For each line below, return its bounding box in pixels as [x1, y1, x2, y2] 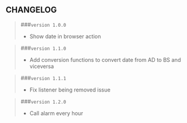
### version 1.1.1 [20, 74, 67, 81]
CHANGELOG [5, 5, 57, 15]
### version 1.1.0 [20, 44, 67, 52]
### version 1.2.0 [20, 98, 67, 105]
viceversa [29, 62, 54, 70]
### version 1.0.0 [20, 21, 67, 28]
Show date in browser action [29, 33, 101, 40]
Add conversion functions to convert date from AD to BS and [29, 56, 181, 63]
